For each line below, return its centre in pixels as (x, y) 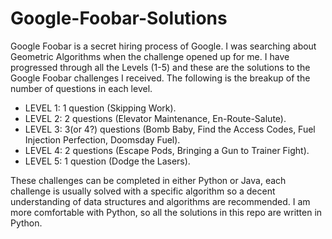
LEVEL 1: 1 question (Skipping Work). (100, 108)
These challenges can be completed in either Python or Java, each (148, 180)
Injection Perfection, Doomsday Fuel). (102, 139)
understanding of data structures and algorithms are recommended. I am (160, 201)
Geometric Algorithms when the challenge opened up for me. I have (150, 56)
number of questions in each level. (81, 88)
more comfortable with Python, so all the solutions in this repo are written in (166, 212)
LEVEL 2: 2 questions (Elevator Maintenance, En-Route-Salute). (155, 118)
